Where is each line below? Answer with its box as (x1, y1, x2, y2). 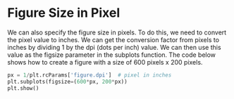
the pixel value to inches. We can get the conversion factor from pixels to (7, 35, 220, 44)
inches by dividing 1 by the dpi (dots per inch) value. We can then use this (7, 43, 221, 51)
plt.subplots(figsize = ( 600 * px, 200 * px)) (7, 78, 128, 85)
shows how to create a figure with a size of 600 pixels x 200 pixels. (7, 58, 203, 66)
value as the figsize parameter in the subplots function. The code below (7, 51, 216, 59)
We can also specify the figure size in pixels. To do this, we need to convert (7, 28, 227, 37)
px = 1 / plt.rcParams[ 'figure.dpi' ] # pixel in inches (7, 72, 172, 79)
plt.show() (7, 84, 39, 92)
